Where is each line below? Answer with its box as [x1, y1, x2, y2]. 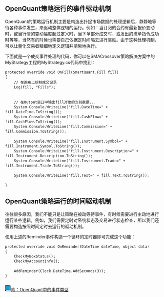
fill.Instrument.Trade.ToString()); [5, 163, 80, 168]
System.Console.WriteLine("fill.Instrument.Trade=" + [14, 158, 125, 163]
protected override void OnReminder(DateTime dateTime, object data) [5, 244, 150, 249]
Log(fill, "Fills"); [14, 85, 56, 89]
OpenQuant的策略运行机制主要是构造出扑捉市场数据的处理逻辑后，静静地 [5, 19, 152, 24]
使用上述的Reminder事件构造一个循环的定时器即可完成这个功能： [5, 233, 136, 239]
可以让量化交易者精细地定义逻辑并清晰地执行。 [5, 43, 99, 49]
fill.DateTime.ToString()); [5, 109, 62, 114]
